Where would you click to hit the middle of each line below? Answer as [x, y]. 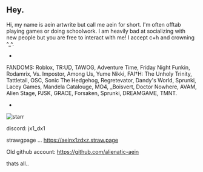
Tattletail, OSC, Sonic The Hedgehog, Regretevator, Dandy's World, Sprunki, [101, 80]
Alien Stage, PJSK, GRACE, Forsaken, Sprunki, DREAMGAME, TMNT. [92, 93]
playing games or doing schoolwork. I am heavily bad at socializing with [96, 31]
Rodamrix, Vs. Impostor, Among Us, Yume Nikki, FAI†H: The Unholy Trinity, [99, 74]
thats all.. [18, 164]
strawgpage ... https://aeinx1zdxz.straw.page [62, 140]
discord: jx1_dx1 [26, 128]
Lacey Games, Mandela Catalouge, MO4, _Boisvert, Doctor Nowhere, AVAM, [101, 87]
